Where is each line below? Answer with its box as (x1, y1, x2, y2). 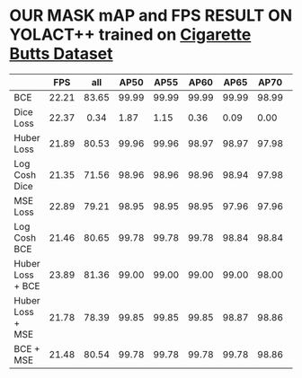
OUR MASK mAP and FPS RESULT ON (9, 5, 293, 26)
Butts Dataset (9, 44, 114, 64)
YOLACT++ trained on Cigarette (9, 24, 252, 45)
